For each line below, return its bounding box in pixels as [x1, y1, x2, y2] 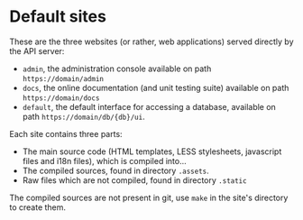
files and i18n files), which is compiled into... [22, 155, 187, 166]
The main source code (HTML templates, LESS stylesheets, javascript [22, 146, 282, 157]
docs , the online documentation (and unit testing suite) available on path [22, 82, 289, 93]
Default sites [9, 6, 106, 27]
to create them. [9, 201, 66, 213]
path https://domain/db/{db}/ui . [22, 111, 146, 122]
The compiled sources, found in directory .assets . [22, 165, 209, 176]
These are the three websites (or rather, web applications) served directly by [9, 36, 295, 47]
